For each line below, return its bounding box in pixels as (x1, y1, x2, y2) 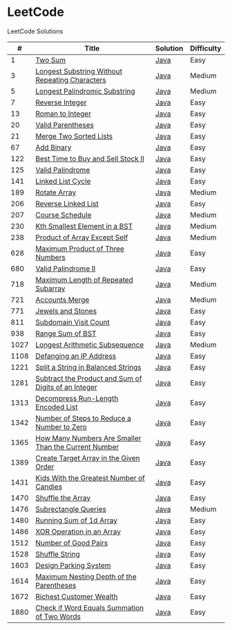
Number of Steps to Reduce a (35, 413, 131, 423)
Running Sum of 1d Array (35, 515, 117, 525)
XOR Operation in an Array (35, 527, 121, 537)
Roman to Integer (35, 109, 92, 118)
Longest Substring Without (35, 66, 123, 76)
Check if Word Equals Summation (35, 603, 144, 613)
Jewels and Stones (35, 306, 97, 316)
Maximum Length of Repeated (35, 275, 133, 285)
